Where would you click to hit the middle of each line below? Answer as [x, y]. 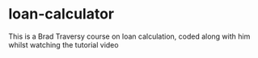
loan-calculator [61, 14]
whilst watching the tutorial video [63, 44]
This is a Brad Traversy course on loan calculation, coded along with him [129, 36]
